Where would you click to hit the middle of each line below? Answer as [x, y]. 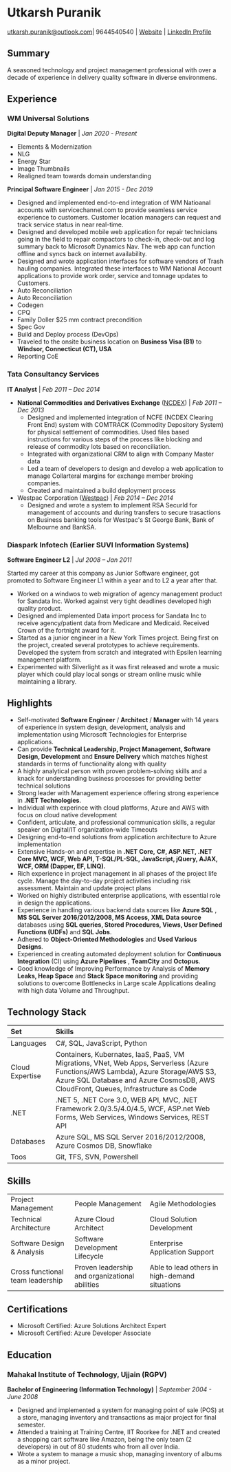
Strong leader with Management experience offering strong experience [118, 792]
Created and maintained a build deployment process [102, 490]
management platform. [49, 660]
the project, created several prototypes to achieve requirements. [108, 645]
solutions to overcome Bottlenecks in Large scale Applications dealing [117, 983]
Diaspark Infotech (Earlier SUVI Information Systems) [98, 545]
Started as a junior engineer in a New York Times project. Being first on [118, 638]
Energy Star [34, 161]
